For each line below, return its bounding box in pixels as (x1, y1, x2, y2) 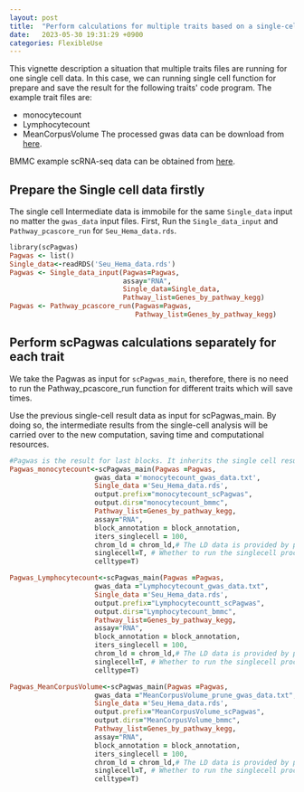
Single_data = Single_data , (122, 285, 221, 294)
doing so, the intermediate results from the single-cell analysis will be (9, 420, 269, 430)
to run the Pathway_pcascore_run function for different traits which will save (9, 382, 293, 393)
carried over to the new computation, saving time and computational (9, 429, 264, 439)
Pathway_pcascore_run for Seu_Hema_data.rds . (9, 225, 177, 236)
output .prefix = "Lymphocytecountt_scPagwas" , (94, 599, 265, 608)
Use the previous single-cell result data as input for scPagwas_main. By (9, 410, 277, 420)
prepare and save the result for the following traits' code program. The (9, 82, 272, 93)
